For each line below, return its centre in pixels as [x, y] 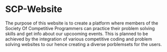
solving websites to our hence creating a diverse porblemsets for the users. [83, 44]
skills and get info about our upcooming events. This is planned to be [77, 33]
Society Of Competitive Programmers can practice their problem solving [80, 28]
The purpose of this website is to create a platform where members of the [82, 23]
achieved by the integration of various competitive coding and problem [79, 39]
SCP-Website [34, 9]
